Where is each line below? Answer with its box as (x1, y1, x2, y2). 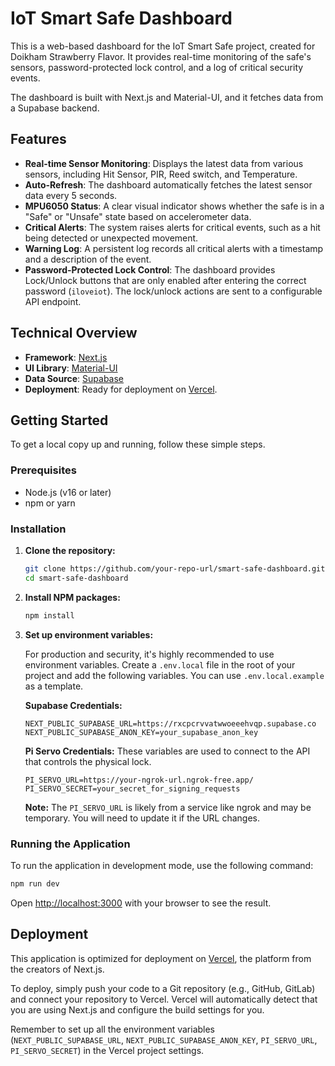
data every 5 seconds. (24, 189, 118, 201)
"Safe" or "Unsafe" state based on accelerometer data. (24, 210, 252, 222)
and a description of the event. (24, 253, 152, 265)
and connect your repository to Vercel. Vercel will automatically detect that (10, 993, 318, 1005)
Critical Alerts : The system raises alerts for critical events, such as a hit (24, 221, 321, 233)
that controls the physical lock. (24, 755, 152, 767)
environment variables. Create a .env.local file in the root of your (24, 658, 296, 671)
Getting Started (10, 412, 109, 429)
